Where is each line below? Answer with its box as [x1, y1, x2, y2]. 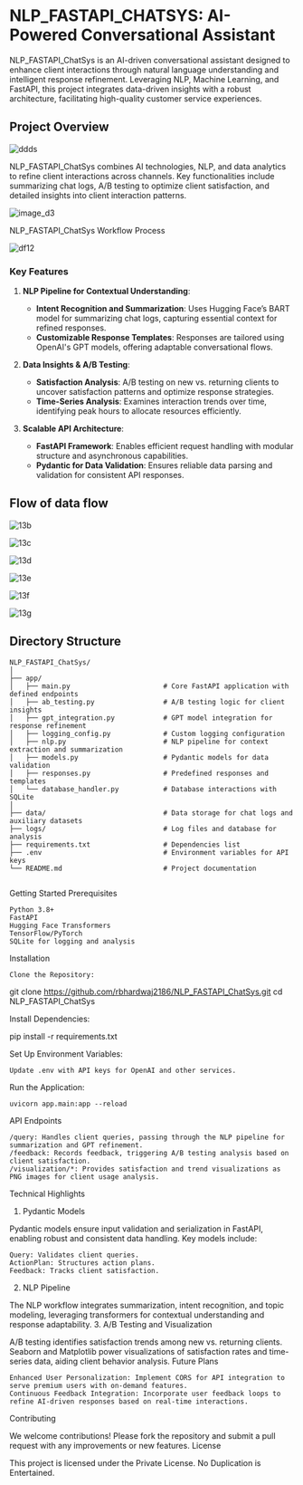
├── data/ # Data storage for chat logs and [9, 808, 294, 818]
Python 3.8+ [9, 905, 54, 915]
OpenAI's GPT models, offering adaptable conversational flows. [35, 341, 273, 353]
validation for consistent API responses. [35, 470, 185, 481]
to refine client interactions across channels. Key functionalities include [9, 170, 275, 181]
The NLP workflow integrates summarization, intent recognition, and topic [9, 1299, 285, 1310]
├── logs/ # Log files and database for [9, 824, 278, 833]
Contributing [9, 1413, 56, 1423]
